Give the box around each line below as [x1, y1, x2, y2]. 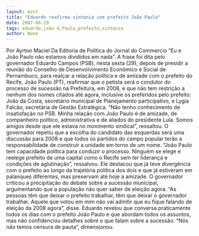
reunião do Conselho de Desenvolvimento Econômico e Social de [6, 66, 166, 73]
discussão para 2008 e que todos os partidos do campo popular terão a [6, 135, 182, 142]
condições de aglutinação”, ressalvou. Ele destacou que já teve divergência [6, 161, 191, 168]
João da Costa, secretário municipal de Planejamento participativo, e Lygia [6, 97, 189, 104]
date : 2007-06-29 [6, 20, 49, 25]
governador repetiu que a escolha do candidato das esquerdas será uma [6, 129, 185, 136]
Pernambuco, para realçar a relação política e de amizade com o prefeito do [6, 72, 193, 79]
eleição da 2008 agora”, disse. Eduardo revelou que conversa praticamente [6, 205, 191, 212]
